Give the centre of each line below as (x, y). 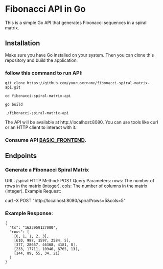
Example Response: (29, 213)
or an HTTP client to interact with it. (41, 127)
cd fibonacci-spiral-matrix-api (38, 96)
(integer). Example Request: (33, 191)
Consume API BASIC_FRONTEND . (46, 140)
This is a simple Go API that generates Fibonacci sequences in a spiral (76, 23)
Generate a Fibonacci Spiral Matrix (47, 170)
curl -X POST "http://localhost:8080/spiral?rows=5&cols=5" (65, 200)
